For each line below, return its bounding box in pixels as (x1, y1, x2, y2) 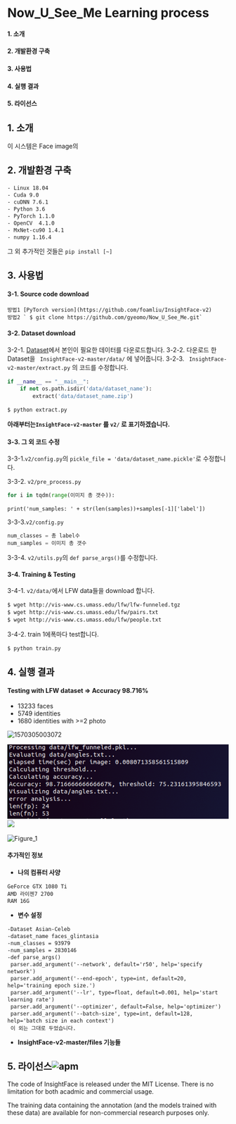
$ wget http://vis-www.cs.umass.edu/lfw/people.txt (7, 616, 162, 623)
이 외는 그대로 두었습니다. (10, 1025, 77, 1032)
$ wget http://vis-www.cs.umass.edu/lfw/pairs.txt (7, 608, 159, 616)
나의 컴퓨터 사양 (17, 868, 61, 877)
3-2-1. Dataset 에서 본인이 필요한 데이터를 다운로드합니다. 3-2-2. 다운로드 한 (7, 345, 217, 354)
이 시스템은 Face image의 (7, 142, 79, 150)
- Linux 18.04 (7, 185, 49, 192)
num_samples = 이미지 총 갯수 (7, 540, 87, 547)
